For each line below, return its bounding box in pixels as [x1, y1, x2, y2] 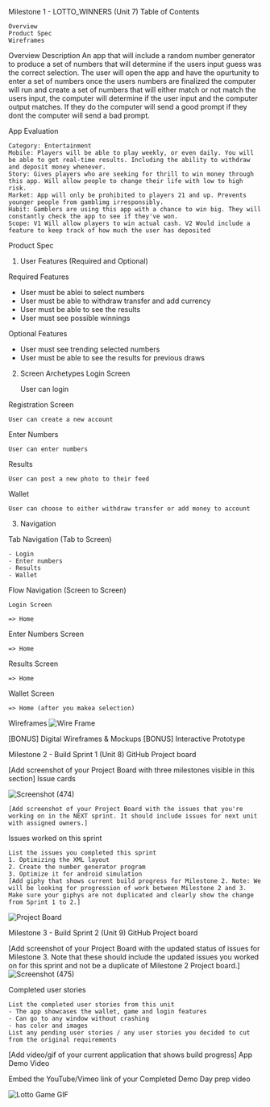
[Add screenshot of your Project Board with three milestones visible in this [8, 765, 255, 775]
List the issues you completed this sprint [8, 849, 157, 857]
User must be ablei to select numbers [19, 288, 145, 297]
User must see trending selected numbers [19, 344, 160, 354]
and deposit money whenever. [8, 163, 106, 171]
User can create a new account [8, 415, 114, 423]
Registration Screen [8, 400, 74, 410]
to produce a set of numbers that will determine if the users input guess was [8, 60, 262, 69]
